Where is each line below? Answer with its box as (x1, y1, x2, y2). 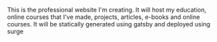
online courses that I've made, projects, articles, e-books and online (7, 13, 200, 21)
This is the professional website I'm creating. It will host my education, (7, 6, 207, 14)
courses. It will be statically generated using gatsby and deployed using (7, 20, 211, 28)
